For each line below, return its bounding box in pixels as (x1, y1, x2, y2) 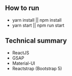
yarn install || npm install (12, 17, 62, 23)
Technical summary (5, 37, 67, 45)
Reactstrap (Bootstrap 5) (12, 65, 62, 71)
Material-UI (12, 60, 35, 66)
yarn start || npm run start (12, 22, 65, 28)
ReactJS (12, 49, 29, 56)
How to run (5, 4, 40, 12)
